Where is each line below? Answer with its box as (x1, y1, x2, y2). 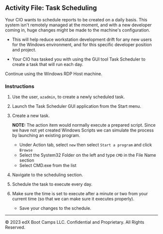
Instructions (5, 83, 35, 89)
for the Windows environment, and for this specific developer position (12, 41, 152, 48)
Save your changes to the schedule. (19, 205, 91, 211)
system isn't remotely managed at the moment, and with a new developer (5, 22, 152, 28)
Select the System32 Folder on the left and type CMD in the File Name (19, 152, 156, 158)
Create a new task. (12, 113, 50, 118)
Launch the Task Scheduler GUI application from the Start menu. (12, 103, 142, 109)
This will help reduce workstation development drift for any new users (12, 36, 152, 42)
